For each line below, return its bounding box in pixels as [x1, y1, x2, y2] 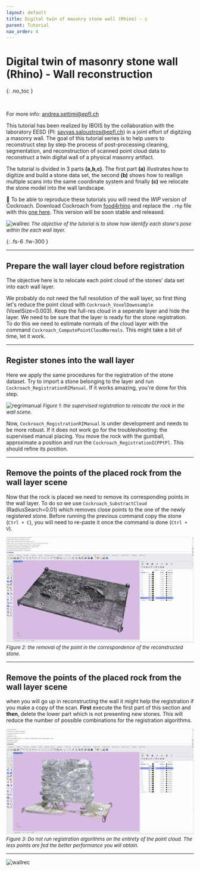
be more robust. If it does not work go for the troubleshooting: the [6, 426, 168, 433]
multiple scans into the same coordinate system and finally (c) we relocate [6, 178, 189, 185]
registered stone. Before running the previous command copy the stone [6, 512, 182, 519]
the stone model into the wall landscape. [6, 184, 105, 192]
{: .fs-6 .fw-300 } [6, 238, 49, 245]
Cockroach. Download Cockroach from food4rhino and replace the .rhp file [6, 202, 192, 209]
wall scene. [6, 409, 33, 415]
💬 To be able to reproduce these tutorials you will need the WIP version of [6, 196, 187, 203]
